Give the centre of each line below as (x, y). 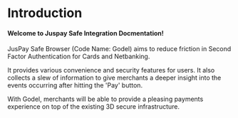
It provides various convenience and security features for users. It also (111, 70)
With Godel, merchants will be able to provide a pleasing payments (105, 99)
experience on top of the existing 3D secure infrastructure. (94, 107)
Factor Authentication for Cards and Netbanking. (79, 57)
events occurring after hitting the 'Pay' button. (75, 85)
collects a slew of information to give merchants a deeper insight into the (114, 78)
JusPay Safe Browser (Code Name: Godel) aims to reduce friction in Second (119, 49)
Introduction (45, 13)
